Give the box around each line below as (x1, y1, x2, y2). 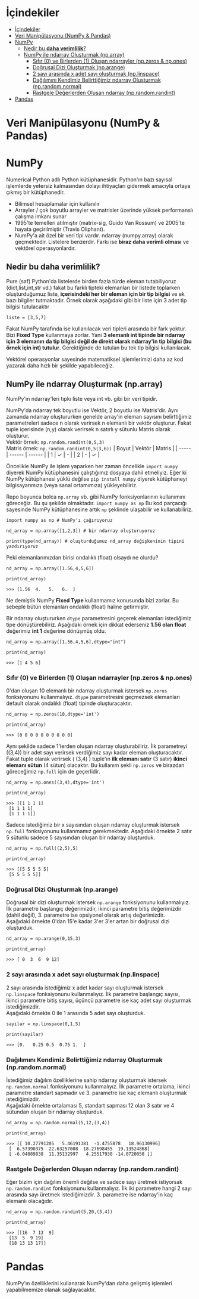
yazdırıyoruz (6, 543, 39, 549)
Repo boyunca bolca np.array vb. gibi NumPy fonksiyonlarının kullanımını (6, 493, 186, 500)
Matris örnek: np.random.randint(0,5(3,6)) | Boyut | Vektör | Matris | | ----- (6, 444, 191, 451)
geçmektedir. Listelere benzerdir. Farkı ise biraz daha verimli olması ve (14, 239, 189, 246)
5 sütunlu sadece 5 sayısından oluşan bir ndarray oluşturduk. (6, 834, 156, 841)
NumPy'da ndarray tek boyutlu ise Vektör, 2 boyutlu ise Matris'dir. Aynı (6, 406, 179, 414)
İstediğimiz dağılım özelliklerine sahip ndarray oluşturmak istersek (6, 1077, 168, 1084)
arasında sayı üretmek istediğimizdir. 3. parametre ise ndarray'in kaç (6, 1191, 173, 1198)
